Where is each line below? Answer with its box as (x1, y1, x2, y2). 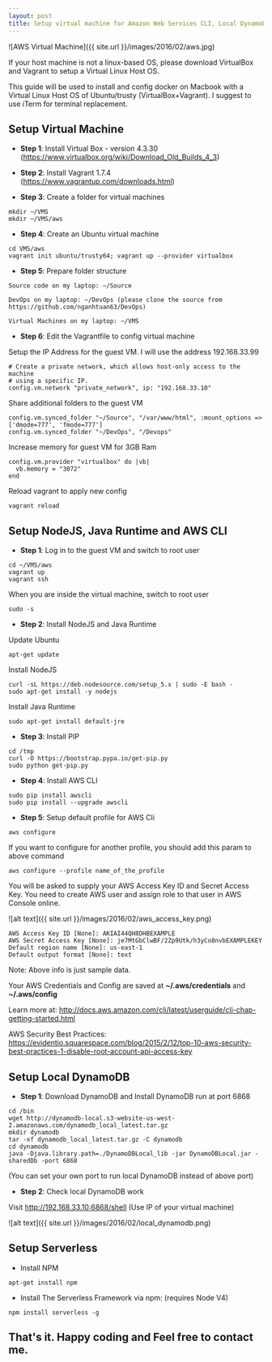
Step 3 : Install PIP (19, 732, 79, 742)
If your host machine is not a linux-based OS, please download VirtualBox (8, 57, 254, 67)
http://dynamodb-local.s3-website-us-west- (26, 1114, 176, 1122)
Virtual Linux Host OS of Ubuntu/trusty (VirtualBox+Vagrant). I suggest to (8, 90, 252, 100)
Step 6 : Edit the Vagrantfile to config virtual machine (19, 331, 196, 341)
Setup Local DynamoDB (8, 1070, 130, 1083)
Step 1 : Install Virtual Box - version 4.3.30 (19, 143, 158, 154)
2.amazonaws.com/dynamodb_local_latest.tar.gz (8, 1121, 168, 1130)
